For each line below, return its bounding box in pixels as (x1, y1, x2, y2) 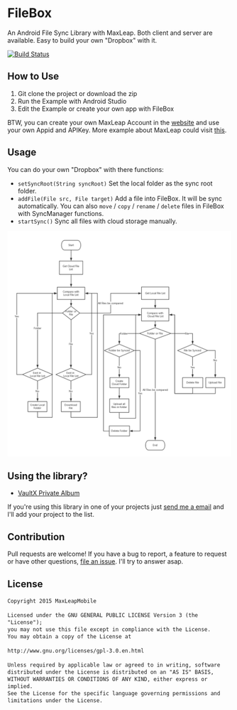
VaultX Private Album (17, 489, 80, 497)
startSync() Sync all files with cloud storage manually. (17, 217, 177, 225)
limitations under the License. (7, 696, 103, 704)
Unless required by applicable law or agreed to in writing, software (7, 661, 221, 669)
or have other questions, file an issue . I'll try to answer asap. (7, 557, 184, 566)
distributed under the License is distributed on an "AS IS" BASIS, (7, 668, 214, 676)
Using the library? (7, 470, 88, 482)
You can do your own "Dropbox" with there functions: (7, 165, 165, 173)
